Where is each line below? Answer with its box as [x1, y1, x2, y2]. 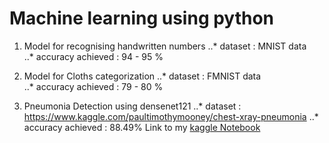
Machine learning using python [9, 7, 275, 30]
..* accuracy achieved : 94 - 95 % [23, 50, 164, 62]
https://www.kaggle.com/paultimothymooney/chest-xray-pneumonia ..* [23, 110, 319, 122]
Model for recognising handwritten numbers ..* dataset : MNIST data [23, 40, 307, 52]
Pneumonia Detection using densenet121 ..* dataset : [23, 100, 242, 112]
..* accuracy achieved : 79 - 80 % [23, 80, 164, 92]
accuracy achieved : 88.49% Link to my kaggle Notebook [23, 121, 261, 133]
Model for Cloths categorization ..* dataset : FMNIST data [23, 70, 262, 82]
